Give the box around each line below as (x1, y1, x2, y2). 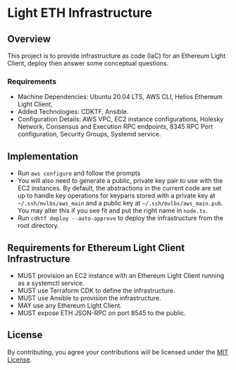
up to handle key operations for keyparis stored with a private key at (17, 191, 216, 200)
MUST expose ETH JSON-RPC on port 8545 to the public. (17, 308, 187, 317)
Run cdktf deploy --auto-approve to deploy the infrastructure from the (17, 214, 224, 222)
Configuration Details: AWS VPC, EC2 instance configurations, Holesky (17, 115, 224, 124)
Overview (7, 33, 51, 45)
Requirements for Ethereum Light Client (7, 241, 185, 254)
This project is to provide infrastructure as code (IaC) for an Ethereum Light (7, 51, 226, 60)
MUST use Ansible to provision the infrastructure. (17, 293, 161, 302)
